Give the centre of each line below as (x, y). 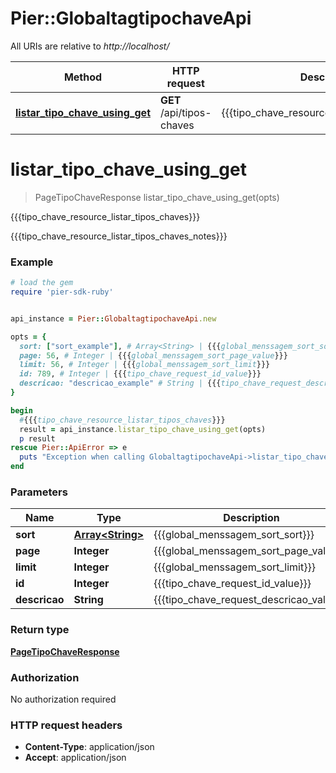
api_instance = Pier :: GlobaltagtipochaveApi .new (113, 318)
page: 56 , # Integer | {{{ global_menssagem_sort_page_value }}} (153, 355)
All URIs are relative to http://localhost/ (90, 46)
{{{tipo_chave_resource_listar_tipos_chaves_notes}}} (119, 236)
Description (251, 518)
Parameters (39, 492)
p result (37, 438)
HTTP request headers (66, 725)
